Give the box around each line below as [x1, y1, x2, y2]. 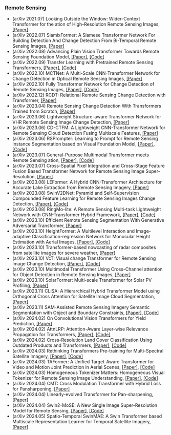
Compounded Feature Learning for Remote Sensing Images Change [12, 195, 156, 201]
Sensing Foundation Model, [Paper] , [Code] [12, 54, 104, 60]
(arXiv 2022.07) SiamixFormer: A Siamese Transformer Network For [12, 32, 156, 38]
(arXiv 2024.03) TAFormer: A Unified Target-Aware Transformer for [12, 359, 154, 365]
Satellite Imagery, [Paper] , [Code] [12, 353, 83, 360]
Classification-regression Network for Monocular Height [32, 234, 151, 240]
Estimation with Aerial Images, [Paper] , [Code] [12, 239, 111, 245]
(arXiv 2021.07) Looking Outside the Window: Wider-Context [12, 16, 140, 22]
